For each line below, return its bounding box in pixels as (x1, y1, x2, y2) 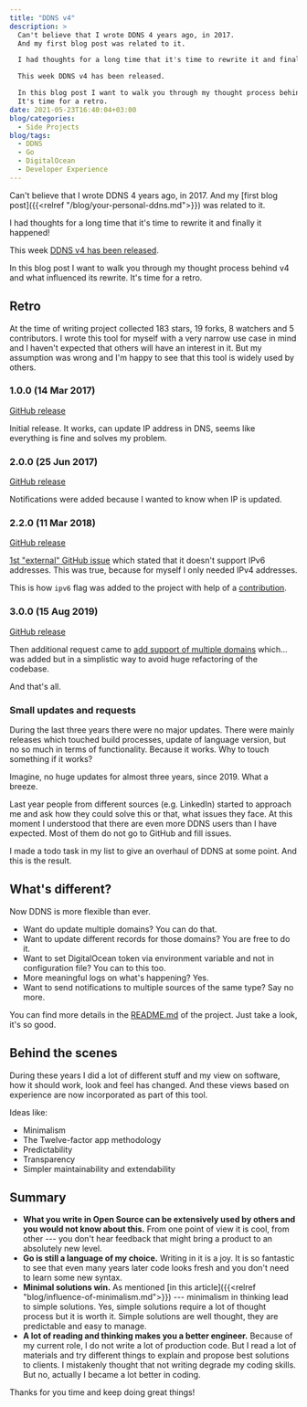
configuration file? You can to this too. (22, 962, 166, 973)
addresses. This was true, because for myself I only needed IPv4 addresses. (9, 565, 298, 576)
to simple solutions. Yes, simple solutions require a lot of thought (22, 1301, 267, 1312)
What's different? (9, 882, 112, 897)
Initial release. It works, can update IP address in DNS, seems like (9, 422, 256, 434)
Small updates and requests (9, 703, 137, 716)
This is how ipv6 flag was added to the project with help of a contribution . (9, 582, 288, 594)
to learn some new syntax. (22, 1272, 123, 1284)
